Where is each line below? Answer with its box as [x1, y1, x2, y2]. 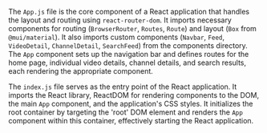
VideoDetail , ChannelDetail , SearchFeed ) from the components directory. [8, 41, 249, 50]
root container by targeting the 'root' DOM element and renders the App [8, 107, 243, 117]
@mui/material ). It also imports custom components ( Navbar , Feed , [8, 32, 225, 42]
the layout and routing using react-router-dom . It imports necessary [8, 15, 233, 25]
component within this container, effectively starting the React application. [8, 116, 254, 125]
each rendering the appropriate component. [8, 66, 154, 75]
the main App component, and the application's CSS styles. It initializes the [8, 99, 253, 108]
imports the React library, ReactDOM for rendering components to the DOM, [8, 91, 259, 99]
